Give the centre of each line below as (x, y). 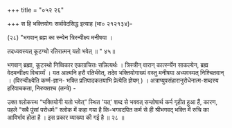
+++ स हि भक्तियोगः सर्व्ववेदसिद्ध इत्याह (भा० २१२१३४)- (70, 24)
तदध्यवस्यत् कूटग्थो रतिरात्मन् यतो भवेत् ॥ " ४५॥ (61, 51)
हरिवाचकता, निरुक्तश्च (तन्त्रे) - (42, 88)
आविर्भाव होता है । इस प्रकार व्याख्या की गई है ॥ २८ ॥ (66, 117)
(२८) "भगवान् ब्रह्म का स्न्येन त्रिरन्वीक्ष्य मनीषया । (60, 38)
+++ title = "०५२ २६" (36, 10)
